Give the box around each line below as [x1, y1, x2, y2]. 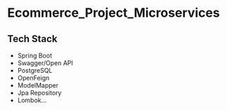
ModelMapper [17, 81, 59, 89]
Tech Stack [7, 33, 58, 45]
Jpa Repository [17, 89, 62, 97]
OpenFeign [17, 74, 50, 82]
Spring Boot [17, 51, 53, 60]
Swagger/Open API [17, 59, 74, 67]
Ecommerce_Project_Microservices [7, 5, 220, 21]
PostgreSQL [17, 67, 53, 74]
